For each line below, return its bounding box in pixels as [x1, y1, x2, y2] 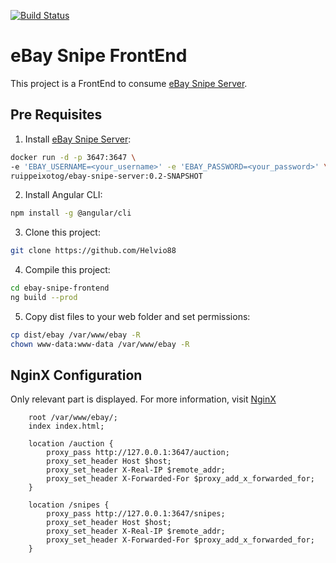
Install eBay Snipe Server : [24, 133, 132, 145]
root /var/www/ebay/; [28, 413, 118, 423]
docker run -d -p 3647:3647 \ [10, 152, 137, 162]
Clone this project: [24, 226, 101, 239]
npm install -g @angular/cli [10, 208, 132, 219]
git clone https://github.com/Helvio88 [10, 246, 177, 256]
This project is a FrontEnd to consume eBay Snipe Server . [10, 77, 248, 89]
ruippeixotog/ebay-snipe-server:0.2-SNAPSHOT [10, 171, 203, 181]
